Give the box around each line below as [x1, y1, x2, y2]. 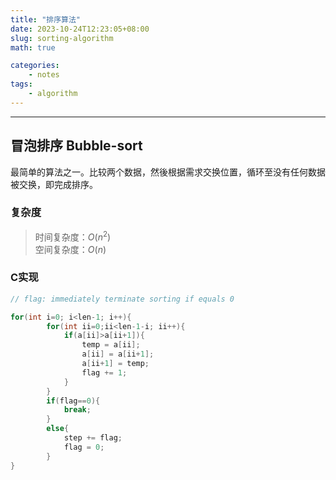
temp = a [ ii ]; [81, 340, 141, 350]
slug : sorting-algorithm [10, 33, 114, 43]
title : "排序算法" [10, 14, 82, 25]
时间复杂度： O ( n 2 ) [34, 229, 112, 243]
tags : [10, 79, 33, 90]
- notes [28, 70, 60, 80]
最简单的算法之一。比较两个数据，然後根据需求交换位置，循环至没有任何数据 [10, 166, 326, 178]
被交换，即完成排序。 [10, 178, 98, 190]
